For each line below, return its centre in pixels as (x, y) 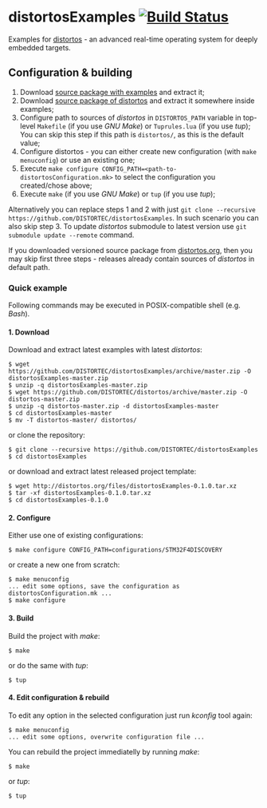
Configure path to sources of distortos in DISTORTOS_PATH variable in (130, 117)
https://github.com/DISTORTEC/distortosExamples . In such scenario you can (133, 218)
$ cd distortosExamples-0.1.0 (59, 500)
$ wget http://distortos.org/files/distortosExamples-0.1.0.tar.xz (123, 486)
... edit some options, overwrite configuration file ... (106, 737)
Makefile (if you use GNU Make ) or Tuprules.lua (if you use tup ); (144, 126)
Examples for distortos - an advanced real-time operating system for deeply (133, 39)
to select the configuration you (165, 176)
